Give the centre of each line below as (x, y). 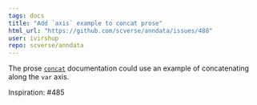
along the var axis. (39, 77)
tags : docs (26, 16)
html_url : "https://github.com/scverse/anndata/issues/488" (111, 30)
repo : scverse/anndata (46, 46)
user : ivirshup (34, 38)
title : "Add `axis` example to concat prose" (85, 23)
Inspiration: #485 (36, 92)
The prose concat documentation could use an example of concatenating (129, 68)
